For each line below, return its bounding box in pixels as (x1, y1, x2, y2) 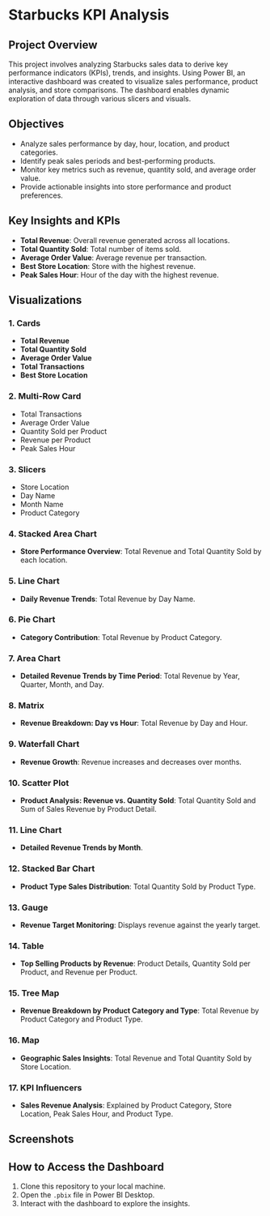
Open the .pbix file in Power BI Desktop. (19, 1190, 155, 1200)
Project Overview (8, 38, 98, 52)
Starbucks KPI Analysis (8, 6, 170, 24)
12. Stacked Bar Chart (8, 863, 95, 874)
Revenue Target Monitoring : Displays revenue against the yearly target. (19, 919, 261, 929)
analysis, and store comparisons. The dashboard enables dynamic (8, 85, 230, 95)
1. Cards (8, 318, 41, 329)
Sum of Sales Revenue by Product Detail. (19, 804, 158, 813)
